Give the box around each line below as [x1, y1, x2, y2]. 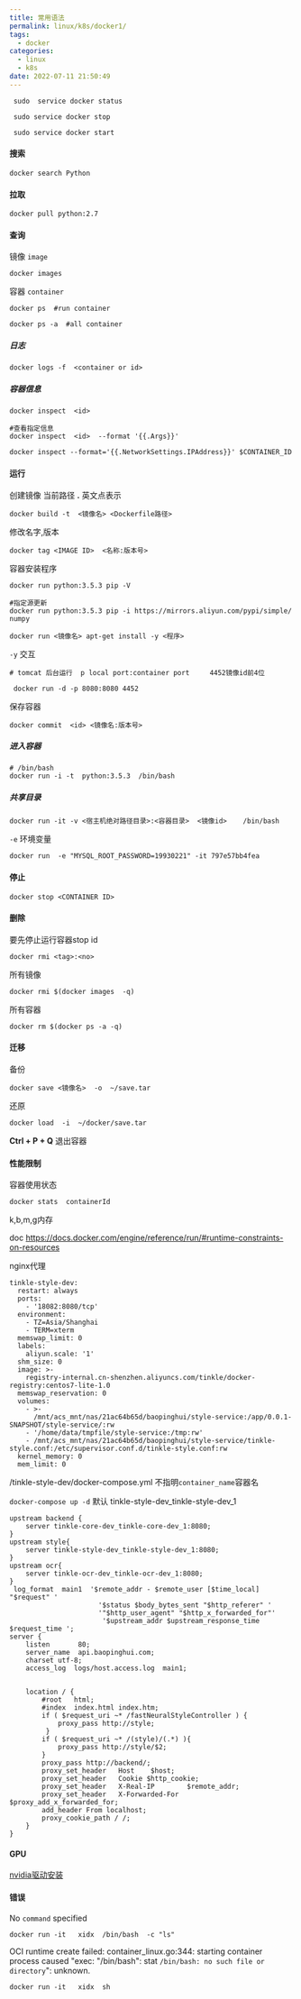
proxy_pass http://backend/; [41, 1758, 151, 1767]
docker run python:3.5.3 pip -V [9, 580, 131, 590]
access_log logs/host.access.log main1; [25, 1664, 187, 1673]
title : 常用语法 [9, 13, 65, 23]
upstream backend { [9, 1514, 83, 1523]
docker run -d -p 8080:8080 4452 [13, 684, 140, 693]
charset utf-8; [25, 1656, 83, 1666]
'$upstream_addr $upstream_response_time [102, 1617, 260, 1626]
